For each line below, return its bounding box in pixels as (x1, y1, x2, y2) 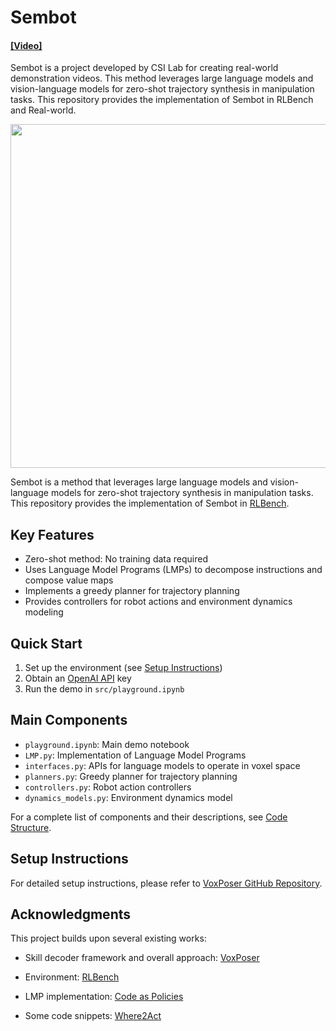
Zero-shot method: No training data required (24, 553, 208, 565)
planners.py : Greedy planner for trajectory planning (24, 770, 238, 782)
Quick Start (10, 635, 83, 652)
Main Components (10, 712, 128, 729)
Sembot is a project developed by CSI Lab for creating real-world (10, 62, 279, 74)
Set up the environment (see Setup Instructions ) (24, 662, 223, 674)
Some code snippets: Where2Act (24, 1010, 162, 1022)
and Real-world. (10, 104, 77, 116)
